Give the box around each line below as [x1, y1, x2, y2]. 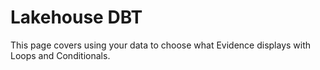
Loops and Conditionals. [10, 49, 111, 61]
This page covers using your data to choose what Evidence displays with [10, 39, 312, 51]
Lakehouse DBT [10, 6, 143, 29]
